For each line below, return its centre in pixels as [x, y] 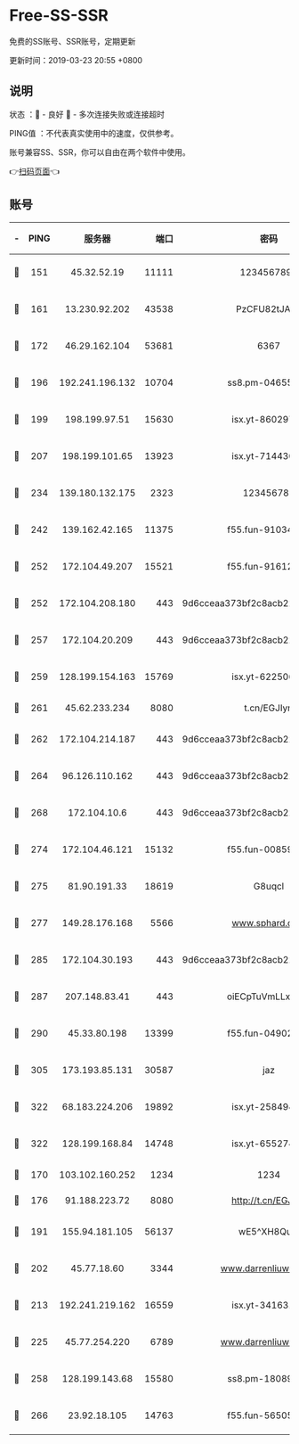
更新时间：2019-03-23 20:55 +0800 [76, 60]
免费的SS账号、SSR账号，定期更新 [73, 41]
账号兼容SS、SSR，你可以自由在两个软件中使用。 [100, 152]
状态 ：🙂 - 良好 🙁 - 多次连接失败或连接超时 [87, 114]
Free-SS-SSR [59, 16]
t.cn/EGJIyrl [269, 708]
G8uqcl [269, 886]
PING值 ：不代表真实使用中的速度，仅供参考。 [94, 133]
